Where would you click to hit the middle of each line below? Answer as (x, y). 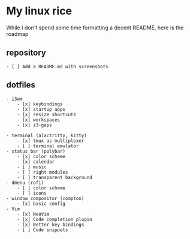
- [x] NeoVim (33, 214)
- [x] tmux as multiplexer (51, 141)
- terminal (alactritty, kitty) (46, 135)
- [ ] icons (32, 193)
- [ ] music (32, 167)
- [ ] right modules (43, 172)
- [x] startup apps (41, 109)
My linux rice (39, 11)
